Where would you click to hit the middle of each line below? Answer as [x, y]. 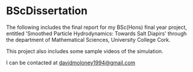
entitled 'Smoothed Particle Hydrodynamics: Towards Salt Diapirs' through [97, 33]
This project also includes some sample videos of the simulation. [85, 51]
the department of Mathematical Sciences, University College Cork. [88, 40]
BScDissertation [47, 11]
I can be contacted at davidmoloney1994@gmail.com [71, 63]
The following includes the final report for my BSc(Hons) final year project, [97, 27]
